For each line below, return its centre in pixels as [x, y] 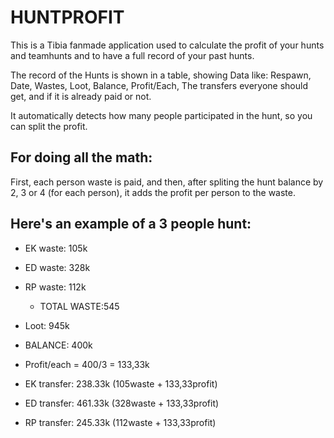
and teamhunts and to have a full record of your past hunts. [132, 55]
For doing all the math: [81, 157]
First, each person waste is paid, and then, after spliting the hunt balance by [167, 182]
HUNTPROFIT [67, 17]
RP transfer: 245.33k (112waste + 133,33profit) [120, 422]
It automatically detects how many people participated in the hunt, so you [161, 115]
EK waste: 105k [56, 248]
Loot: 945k [47, 325]
